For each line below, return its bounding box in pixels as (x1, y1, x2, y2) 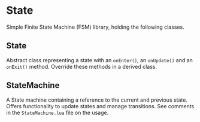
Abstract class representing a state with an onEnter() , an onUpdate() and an (6, 56, 193, 63)
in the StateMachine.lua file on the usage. (6, 109, 109, 116)
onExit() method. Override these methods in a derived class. (6, 63, 157, 70)
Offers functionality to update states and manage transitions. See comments (6, 102, 195, 109)
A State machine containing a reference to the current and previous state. (6, 96, 187, 103)
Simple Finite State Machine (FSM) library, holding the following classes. (6, 23, 184, 30)
